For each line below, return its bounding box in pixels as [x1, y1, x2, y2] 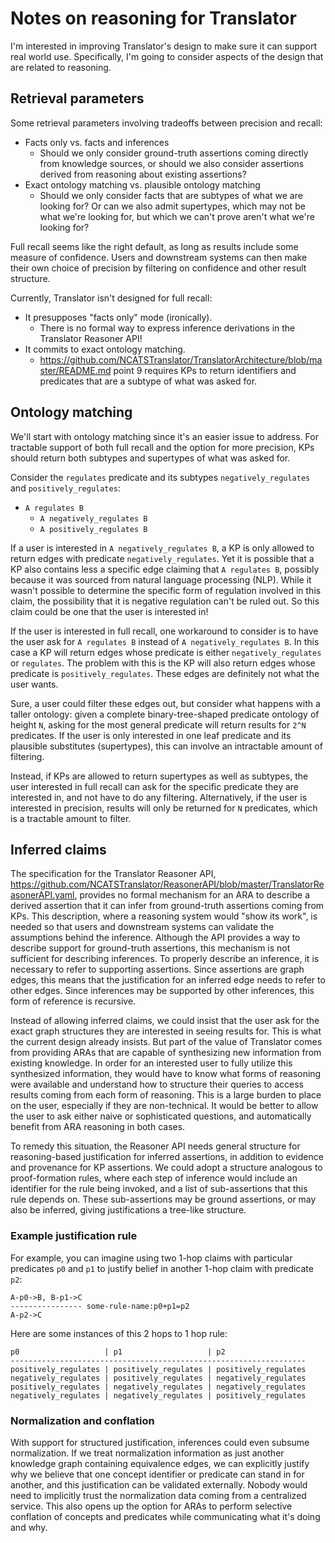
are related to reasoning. [10, 61, 112, 73]
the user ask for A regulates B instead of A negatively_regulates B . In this [10, 635, 320, 647]
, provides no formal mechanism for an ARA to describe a [74, 889, 311, 901]
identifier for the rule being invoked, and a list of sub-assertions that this [10, 1183, 308, 1195]
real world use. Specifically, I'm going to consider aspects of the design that [10, 50, 324, 62]
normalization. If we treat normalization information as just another [10, 1447, 285, 1459]
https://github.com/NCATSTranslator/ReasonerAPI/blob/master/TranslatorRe [10, 878, 325, 891]
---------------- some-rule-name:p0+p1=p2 [10, 1301, 190, 1311]
